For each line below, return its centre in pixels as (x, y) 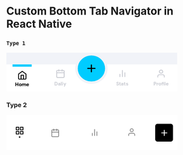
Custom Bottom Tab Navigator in (90, 11)
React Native (39, 24)
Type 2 (17, 105)
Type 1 (16, 43)
